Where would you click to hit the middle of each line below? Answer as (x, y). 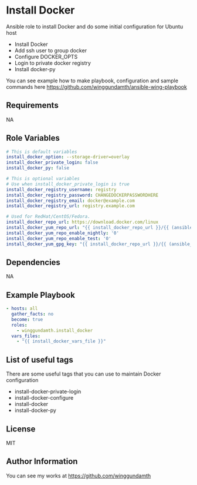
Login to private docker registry (52, 63)
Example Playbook (40, 295)
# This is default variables (42, 152)
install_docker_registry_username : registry (61, 190)
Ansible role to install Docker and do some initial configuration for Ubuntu (95, 26)
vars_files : (26, 336)
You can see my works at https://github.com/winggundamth (79, 476)
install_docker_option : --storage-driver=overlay (68, 157)
